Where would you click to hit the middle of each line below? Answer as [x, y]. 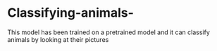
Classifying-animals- [70, 13]
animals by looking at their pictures [58, 39]
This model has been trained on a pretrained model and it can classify [108, 32]
